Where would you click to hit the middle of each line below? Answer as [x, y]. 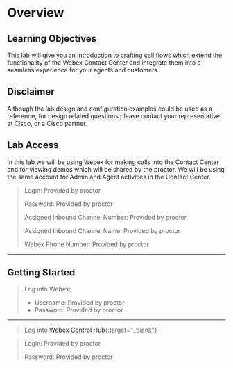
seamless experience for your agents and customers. [83, 70]
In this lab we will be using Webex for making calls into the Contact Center [113, 162]
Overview [36, 13]
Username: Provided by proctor [79, 303]
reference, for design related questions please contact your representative [114, 115]
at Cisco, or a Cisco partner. [47, 123]
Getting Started [41, 273]
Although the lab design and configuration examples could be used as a [110, 109]
